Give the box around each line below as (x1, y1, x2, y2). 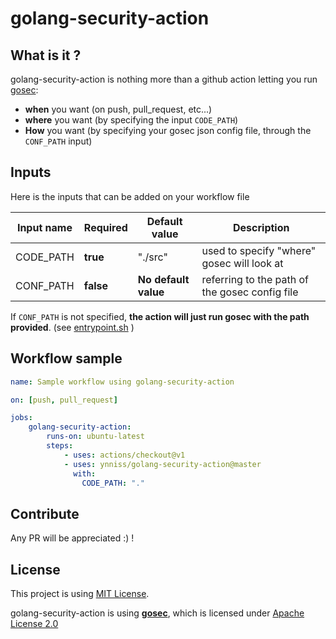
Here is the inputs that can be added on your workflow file (10, 190, 250, 202)
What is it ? (10, 47, 82, 64)
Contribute (10, 505, 80, 522)
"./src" (137, 250, 168, 264)
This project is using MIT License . (10, 588, 150, 599)
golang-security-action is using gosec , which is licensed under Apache (10, 607, 305, 619)
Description (233, 220, 290, 234)
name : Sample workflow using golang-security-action (10, 377, 235, 387)
